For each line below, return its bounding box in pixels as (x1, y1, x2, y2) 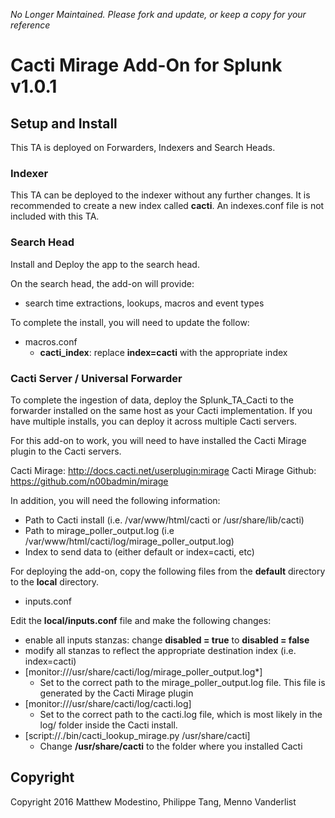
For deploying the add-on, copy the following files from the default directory (10, 565, 326, 577)
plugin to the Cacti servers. (10, 445, 122, 457)
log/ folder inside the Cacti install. (39, 719, 178, 731)
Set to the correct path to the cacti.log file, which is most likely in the (39, 708, 323, 720)
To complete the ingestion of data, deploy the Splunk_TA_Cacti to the (10, 394, 294, 406)
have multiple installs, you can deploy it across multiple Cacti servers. (10, 415, 298, 427)
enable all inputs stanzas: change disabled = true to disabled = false (24, 634, 310, 646)
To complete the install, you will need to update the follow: (10, 316, 250, 328)
